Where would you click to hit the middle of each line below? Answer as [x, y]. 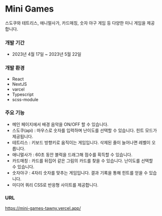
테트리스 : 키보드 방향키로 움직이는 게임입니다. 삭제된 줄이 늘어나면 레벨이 [81, 142]
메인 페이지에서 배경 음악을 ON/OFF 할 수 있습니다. [60, 124]
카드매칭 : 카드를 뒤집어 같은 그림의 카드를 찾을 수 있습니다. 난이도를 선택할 [82, 160]
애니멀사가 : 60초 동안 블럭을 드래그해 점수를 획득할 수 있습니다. [72, 154]
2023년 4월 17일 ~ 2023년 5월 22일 [47, 54]
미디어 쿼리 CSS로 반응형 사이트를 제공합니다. [55, 185]
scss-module [25, 99]
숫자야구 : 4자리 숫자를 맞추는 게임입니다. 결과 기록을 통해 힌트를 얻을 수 [80, 172]
